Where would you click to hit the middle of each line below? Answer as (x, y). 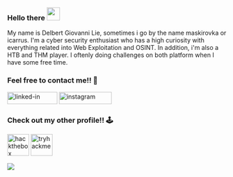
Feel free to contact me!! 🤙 (53, 81)
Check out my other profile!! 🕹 (60, 120)
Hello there (26, 17)
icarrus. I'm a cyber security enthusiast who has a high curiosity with (106, 40)
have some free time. (38, 62)
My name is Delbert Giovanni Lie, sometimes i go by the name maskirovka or (117, 33)
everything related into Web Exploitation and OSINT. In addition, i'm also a (113, 48)
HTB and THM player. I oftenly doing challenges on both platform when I (111, 55)
